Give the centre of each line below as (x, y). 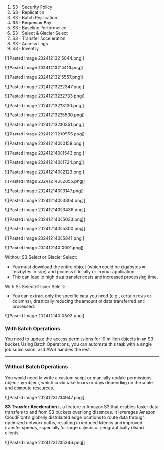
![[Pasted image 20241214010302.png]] (45, 316)
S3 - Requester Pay (32, 22)
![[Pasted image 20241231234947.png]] (45, 397)
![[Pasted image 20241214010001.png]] (44, 247)
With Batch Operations (32, 328)
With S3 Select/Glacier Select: (35, 286)
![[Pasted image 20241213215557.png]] (44, 77)
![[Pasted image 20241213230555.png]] (45, 134)
